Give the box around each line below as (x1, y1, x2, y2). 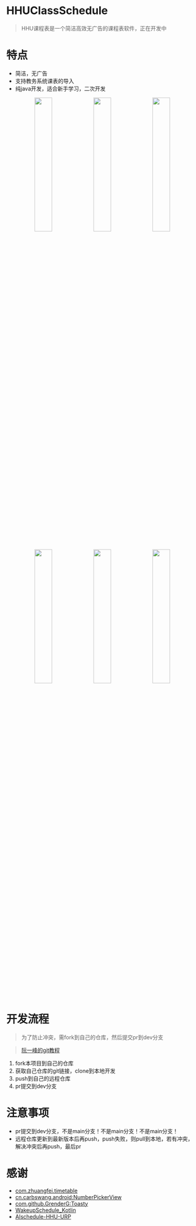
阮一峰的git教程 (21, 1046, 60, 1054)
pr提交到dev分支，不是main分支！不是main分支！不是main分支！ (15, 1127, 178, 1134)
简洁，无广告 (15, 70, 47, 77)
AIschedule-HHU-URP (15, 1213, 71, 1220)
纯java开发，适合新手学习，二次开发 (15, 85, 106, 92)
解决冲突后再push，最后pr (15, 1142, 82, 1150)
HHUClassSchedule (6, 4, 108, 18)
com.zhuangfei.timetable (15, 1187, 78, 1194)
